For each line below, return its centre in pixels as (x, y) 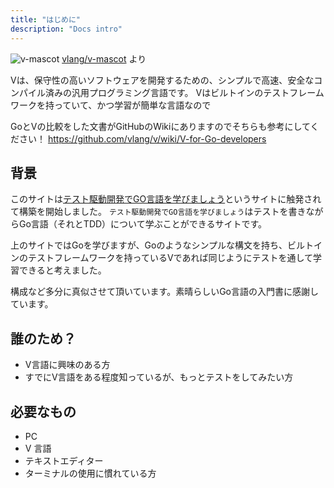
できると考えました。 (62, 270)
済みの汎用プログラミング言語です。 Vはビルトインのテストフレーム (184, 92)
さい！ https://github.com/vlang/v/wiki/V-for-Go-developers (142, 138)
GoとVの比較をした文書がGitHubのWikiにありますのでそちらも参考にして (160, 126)
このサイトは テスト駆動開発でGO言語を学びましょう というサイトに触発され (166, 199)
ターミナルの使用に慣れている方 (90, 473)
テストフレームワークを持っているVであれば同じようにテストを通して (170, 258)
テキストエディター (64, 460)
